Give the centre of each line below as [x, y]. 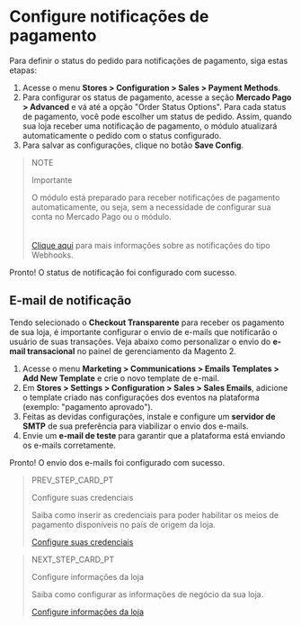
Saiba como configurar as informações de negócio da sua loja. [147, 594]
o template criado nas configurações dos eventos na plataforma [141, 397]
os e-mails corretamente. [69, 445]
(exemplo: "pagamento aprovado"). [88, 406]
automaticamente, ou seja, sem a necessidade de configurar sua [151, 207]
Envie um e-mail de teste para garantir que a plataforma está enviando [154, 435]
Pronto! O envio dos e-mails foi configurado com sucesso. [117, 462]
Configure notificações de [109, 17]
